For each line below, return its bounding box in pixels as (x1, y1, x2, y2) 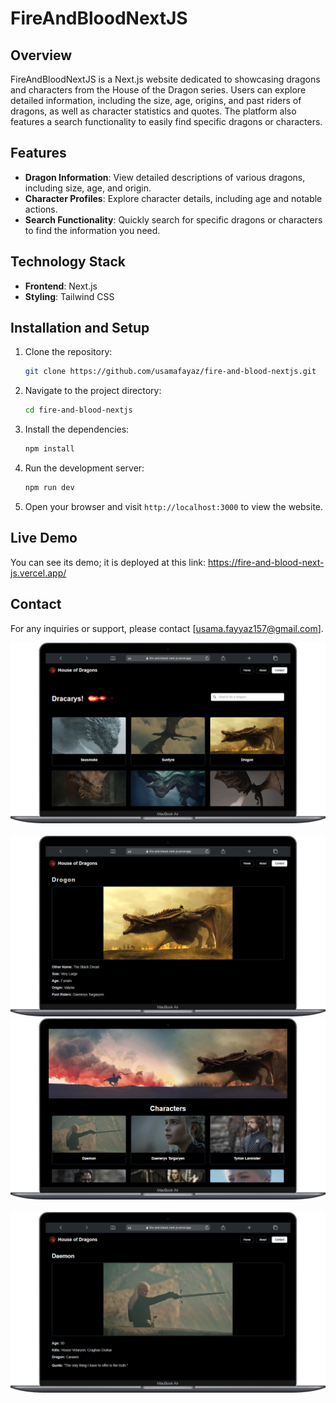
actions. (24, 203, 58, 215)
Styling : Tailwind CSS (24, 290, 115, 302)
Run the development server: (24, 462, 145, 474)
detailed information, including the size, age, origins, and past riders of (10, 95, 302, 106)
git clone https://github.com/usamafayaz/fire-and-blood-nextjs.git (24, 367, 317, 377)
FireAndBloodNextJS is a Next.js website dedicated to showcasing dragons (10, 73, 321, 85)
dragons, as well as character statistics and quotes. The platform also (10, 105, 297, 117)
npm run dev (24, 483, 75, 493)
